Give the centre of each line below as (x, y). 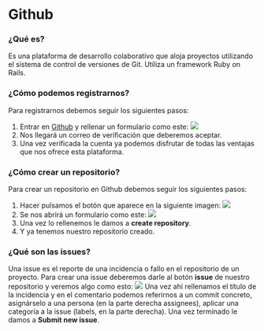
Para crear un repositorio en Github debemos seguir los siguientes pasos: (128, 189)
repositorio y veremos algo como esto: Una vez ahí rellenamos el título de (132, 287)
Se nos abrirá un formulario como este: (83, 215)
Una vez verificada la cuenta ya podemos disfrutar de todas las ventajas (137, 143)
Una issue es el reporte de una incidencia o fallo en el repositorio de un (124, 269)
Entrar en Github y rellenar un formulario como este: (104, 127)
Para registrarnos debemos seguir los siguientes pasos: (99, 110)
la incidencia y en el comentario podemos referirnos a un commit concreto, (130, 295)
